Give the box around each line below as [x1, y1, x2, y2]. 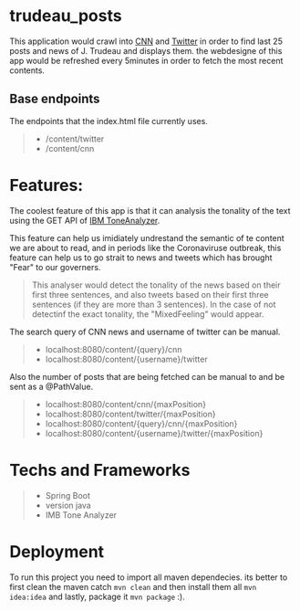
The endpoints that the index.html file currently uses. [9, 115, 208, 126]
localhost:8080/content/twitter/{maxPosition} [45, 408, 216, 419]
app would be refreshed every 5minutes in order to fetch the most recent [9, 55, 284, 66]
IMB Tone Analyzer [45, 509, 117, 521]
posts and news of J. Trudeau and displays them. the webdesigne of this [9, 45, 283, 56]
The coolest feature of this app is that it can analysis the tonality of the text [9, 205, 291, 216]
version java [45, 500, 91, 511]
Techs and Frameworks [9, 459, 191, 480]
